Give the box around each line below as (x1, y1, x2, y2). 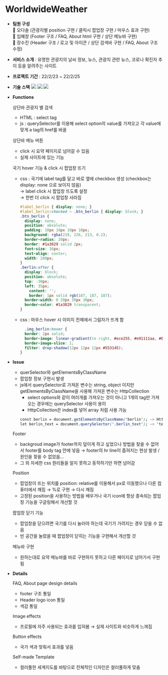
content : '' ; (29, 288, 56, 293)
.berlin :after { (19, 265, 54, 270)
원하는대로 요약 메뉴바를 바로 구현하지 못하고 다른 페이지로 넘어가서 (19, 554, 151, 560)
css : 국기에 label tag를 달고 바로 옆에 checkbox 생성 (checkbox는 (19, 176, 151, 182)
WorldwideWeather (5, 4, 87, 15)
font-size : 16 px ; (24, 246, 61, 251)
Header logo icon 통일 (19, 597, 65, 603)
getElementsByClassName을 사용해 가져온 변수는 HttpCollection (19, 388, 149, 394)
